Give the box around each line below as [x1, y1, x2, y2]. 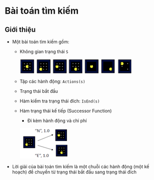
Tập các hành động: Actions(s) [19, 79, 86, 84]
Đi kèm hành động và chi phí [27, 118, 87, 124]
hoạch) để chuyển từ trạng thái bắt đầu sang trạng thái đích [12, 169, 137, 175]
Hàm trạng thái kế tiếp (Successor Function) [19, 108, 112, 114]
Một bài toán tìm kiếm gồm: [12, 39, 69, 45]
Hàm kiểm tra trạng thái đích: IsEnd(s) [19, 98, 100, 104]
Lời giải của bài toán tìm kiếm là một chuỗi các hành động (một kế [12, 164, 149, 169]
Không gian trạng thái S [19, 49, 69, 54]
